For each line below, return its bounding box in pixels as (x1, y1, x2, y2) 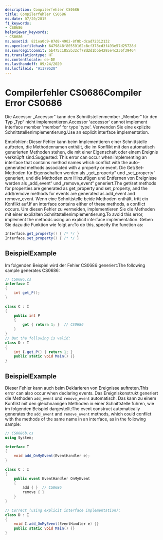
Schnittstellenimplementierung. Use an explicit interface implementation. (5, 129, 149, 135)
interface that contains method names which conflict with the (5, 159, 128, 165)
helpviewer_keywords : (5, 30, 49, 35)
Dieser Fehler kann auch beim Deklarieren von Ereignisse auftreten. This (5, 385, 149, 391)
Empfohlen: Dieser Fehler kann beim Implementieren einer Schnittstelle (5, 139, 147, 145)
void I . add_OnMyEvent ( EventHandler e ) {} (14, 521, 99, 526)
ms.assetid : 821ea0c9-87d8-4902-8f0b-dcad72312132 (5, 39, 110, 44)
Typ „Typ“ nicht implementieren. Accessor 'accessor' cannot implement (5, 119, 147, 125)
